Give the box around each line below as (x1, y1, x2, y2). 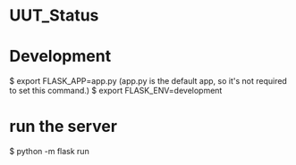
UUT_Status (9, 5, 99, 26)
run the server (9, 117, 118, 136)
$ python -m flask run (9, 146, 89, 157)
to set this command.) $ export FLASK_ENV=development (9, 86, 223, 96)
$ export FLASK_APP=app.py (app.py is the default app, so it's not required (9, 76, 288, 87)
